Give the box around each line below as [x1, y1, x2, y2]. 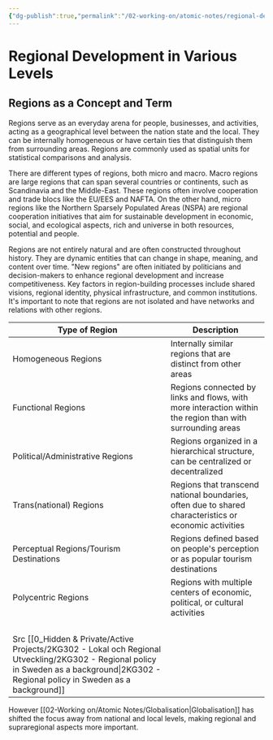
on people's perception [170, 543, 259, 554]
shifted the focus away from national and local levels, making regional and [8, 713, 257, 723]
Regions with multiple [170, 576, 253, 587]
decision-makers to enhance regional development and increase [8, 270, 224, 280]
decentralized [170, 465, 223, 477]
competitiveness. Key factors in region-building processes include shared [8, 279, 256, 288]
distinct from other [170, 358, 241, 370]
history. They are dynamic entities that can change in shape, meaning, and [8, 253, 258, 262]
